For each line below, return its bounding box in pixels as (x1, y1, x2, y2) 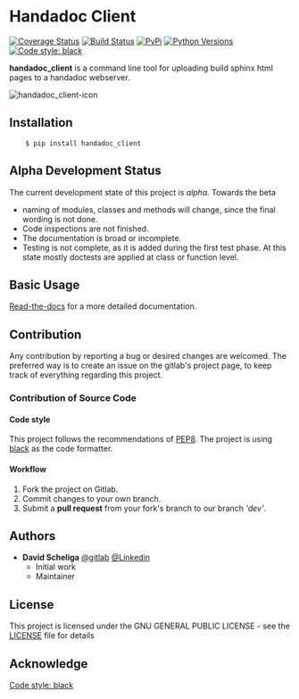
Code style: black (9, 679, 74, 690)
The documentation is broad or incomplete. (21, 232, 182, 243)
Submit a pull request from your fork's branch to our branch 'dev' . (21, 503, 267, 513)
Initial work (35, 562, 76, 572)
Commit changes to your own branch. (21, 493, 162, 503)
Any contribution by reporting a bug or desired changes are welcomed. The (9, 351, 287, 362)
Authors (9, 528, 56, 544)
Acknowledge (9, 656, 88, 671)
